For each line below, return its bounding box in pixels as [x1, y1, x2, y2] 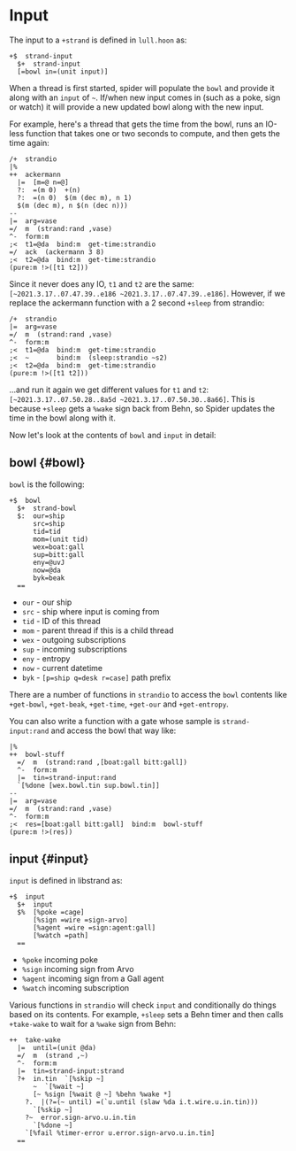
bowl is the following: [9, 479, 86, 490]
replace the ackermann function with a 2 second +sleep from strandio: [9, 297, 265, 308]
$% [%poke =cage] [17, 908, 86, 916]
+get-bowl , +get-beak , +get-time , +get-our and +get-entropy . [9, 699, 230, 709]
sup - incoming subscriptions [21, 644, 128, 654]
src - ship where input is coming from [21, 606, 160, 616]
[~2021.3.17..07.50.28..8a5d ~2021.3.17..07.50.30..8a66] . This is [9, 393, 255, 404]
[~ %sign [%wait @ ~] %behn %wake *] [32, 1090, 172, 1099]
